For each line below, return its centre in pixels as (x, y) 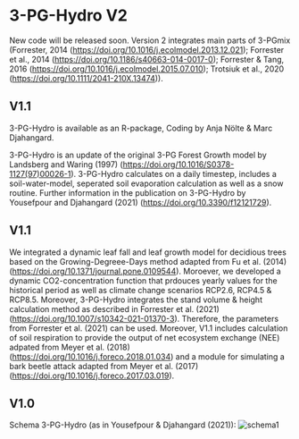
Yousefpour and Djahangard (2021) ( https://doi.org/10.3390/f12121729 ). (141, 202)
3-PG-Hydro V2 (68, 16)
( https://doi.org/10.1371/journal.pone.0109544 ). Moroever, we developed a (145, 271)
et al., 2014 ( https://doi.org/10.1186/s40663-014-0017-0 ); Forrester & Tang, (147, 59)
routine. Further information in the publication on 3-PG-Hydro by (128, 192)
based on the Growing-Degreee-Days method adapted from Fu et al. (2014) (148, 261)
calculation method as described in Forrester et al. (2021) (115, 308)
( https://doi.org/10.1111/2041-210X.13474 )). (86, 78)
